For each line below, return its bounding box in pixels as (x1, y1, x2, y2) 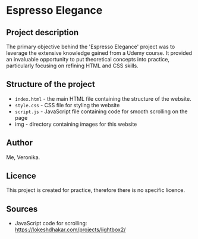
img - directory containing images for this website (14, 120, 137, 128)
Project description (6, 27, 79, 38)
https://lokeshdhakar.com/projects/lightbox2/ (14, 226, 126, 233)
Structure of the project (6, 79, 95, 89)
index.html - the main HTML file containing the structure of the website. (14, 95, 191, 102)
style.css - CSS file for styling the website (14, 101, 120, 108)
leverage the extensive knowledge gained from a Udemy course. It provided (6, 49, 192, 57)
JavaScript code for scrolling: (14, 220, 87, 227)
